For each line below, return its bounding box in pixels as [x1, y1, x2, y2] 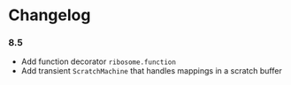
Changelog [8, 5, 91, 25]
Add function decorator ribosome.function [20, 56, 176, 67]
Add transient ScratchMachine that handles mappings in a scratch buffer [20, 66, 282, 76]
